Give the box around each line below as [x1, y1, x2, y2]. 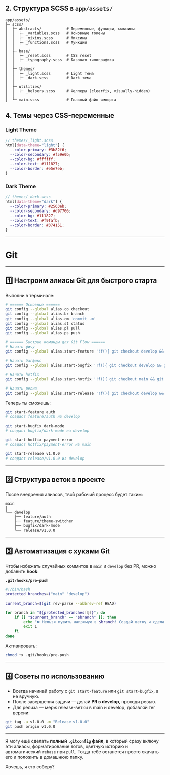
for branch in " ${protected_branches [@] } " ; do [5, 610, 105, 615]
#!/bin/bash [5, 587, 30, 592]
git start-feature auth [5, 409, 56, 415]
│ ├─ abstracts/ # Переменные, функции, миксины [5, 26, 135, 31]
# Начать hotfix [5, 372, 39, 377]
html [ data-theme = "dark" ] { [5, 199, 62, 204]
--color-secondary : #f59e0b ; [10, 152, 71, 157]
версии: [12, 710, 30, 716]
